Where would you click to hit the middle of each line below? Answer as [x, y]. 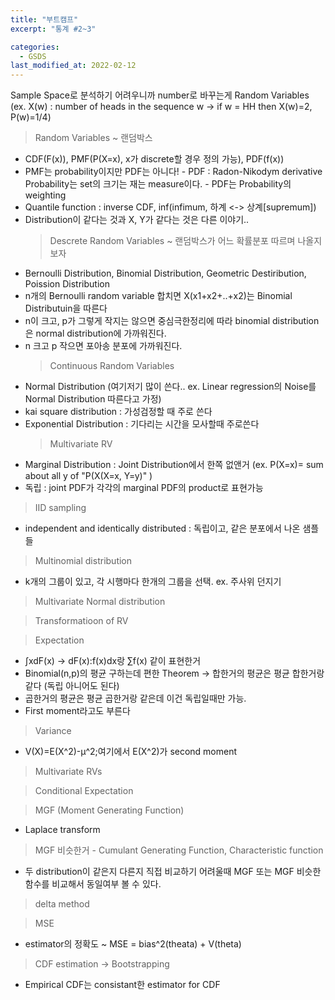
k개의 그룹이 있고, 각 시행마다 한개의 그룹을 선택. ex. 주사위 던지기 [153, 582]
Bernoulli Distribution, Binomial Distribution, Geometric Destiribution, [165, 273]
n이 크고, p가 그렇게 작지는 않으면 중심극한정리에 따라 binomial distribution [172, 321]
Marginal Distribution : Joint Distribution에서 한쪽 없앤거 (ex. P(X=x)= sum [174, 465]
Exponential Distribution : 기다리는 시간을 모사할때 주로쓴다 [142, 424]
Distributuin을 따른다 [66, 308]
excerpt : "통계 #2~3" [53, 29]
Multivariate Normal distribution [100, 602]
